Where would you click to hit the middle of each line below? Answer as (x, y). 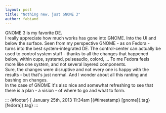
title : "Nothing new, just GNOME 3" (43, 14)
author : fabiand (22, 19)
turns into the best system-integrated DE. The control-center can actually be (83, 49)
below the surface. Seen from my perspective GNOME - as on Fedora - (77, 43)
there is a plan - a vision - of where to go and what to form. (65, 91)
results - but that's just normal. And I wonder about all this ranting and (76, 75)
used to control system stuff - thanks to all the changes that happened (77, 54)
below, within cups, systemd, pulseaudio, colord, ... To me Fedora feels (77, 59)
